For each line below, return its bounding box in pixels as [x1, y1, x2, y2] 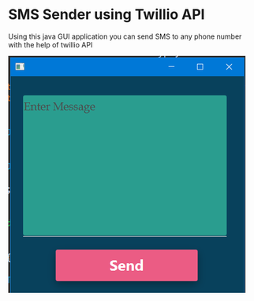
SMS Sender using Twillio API [8, 6, 205, 24]
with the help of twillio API [8, 40, 93, 49]
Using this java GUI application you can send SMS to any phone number [8, 32, 242, 41]
